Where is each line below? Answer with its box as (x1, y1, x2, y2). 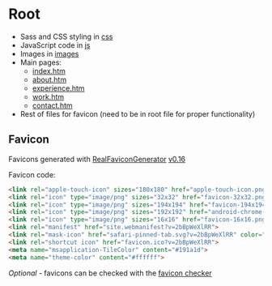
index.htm (32, 66, 66, 75)
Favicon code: (8, 169, 56, 179)
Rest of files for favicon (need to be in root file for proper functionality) (19, 109, 256, 118)
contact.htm (32, 100, 73, 110)
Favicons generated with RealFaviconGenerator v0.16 (8, 154, 186, 164)
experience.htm (32, 83, 85, 93)
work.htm (32, 92, 65, 101)
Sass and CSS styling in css (19, 32, 113, 41)
